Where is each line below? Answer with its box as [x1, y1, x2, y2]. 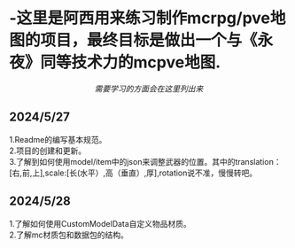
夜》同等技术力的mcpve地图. [9, 52, 221, 73]
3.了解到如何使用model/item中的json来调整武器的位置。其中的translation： [9, 156, 282, 167]
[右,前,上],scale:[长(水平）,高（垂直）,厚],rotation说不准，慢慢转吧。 [9, 167, 258, 178]
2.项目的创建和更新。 [9, 145, 87, 156]
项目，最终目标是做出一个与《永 [40, 30, 274, 50]
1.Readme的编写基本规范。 [9, 134, 107, 144]
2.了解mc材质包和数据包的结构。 [9, 229, 128, 240]
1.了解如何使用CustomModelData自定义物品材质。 [9, 218, 192, 229]
